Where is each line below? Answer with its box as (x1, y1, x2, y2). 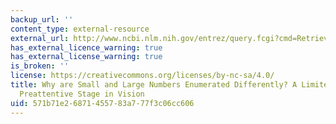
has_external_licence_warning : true (10, 42, 163, 53)
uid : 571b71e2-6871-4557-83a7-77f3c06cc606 (10, 98, 195, 108)
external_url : (10, 33, 70, 43)
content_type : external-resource (10, 24, 150, 34)
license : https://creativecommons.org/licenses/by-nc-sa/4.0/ (10, 71, 275, 81)
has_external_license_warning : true (10, 52, 163, 62)
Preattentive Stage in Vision (19, 89, 145, 99)
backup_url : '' (10, 14, 74, 25)
